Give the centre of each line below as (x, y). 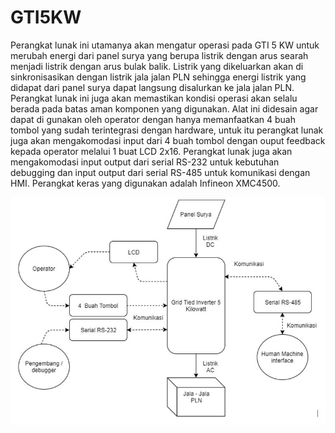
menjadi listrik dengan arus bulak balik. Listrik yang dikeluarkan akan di (157, 66)
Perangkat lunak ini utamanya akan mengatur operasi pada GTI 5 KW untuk (165, 45)
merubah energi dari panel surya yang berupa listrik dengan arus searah (159, 55)
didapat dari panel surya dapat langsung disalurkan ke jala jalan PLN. (152, 87)
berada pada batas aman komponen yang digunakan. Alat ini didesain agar (164, 108)
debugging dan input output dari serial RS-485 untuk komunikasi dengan (160, 172)
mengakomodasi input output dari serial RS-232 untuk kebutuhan (145, 162)
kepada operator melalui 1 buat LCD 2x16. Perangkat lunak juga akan (151, 151)
